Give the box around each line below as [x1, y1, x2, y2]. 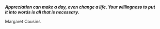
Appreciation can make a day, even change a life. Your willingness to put [5, 4, 155, 10]
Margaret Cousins [5, 19, 41, 24]
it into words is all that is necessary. [5, 9, 80, 15]
